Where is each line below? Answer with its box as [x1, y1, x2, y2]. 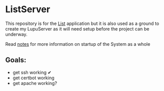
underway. [5, 31, 28, 37]
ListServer [5, 4, 50, 15]
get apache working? [12, 80, 58, 86]
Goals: [5, 56, 26, 65]
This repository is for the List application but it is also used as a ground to [5, 20, 159, 26]
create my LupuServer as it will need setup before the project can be [5, 25, 149, 32]
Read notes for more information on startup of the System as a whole [5, 41, 150, 47]
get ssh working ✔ [12, 69, 52, 75]
